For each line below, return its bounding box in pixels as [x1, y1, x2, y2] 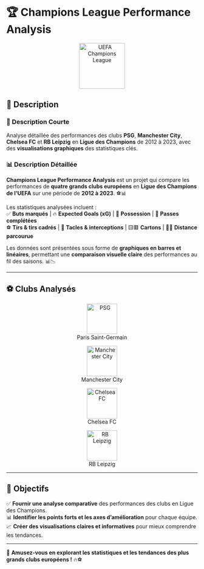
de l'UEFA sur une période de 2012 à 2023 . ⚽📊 [6, 189, 127, 197]
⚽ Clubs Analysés [6, 284, 76, 295]
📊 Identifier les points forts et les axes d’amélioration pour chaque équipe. [6, 513, 197, 521]
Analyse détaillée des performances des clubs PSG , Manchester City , [6, 131, 182, 139]
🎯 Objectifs [6, 484, 49, 494]
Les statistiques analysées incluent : [6, 203, 97, 211]
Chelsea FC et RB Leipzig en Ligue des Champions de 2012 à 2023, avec [6, 138, 191, 145]
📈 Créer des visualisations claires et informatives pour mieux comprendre [6, 522, 196, 530]
